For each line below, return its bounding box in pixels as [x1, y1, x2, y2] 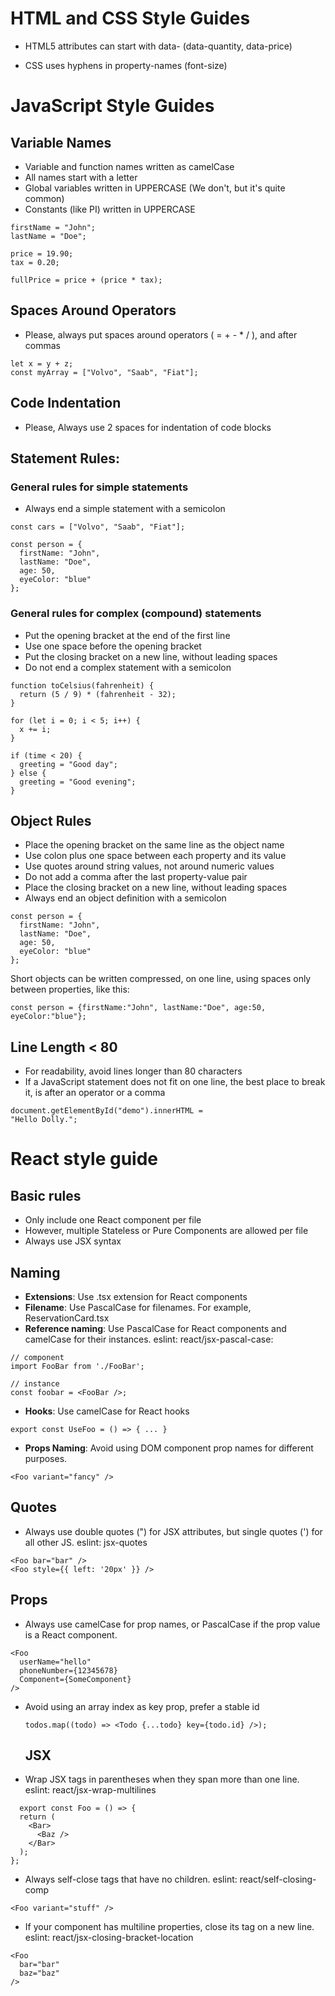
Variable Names [10, 134, 112, 151]
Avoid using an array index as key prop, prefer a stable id [24, 1700, 260, 1712]
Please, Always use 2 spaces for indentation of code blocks [24, 421, 272, 433]
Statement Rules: [10, 450, 120, 467]
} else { [10, 768, 47, 778]
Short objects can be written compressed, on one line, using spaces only [10, 973, 312, 985]
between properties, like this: [10, 983, 130, 996]
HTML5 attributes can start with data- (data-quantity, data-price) [24, 40, 293, 52]
